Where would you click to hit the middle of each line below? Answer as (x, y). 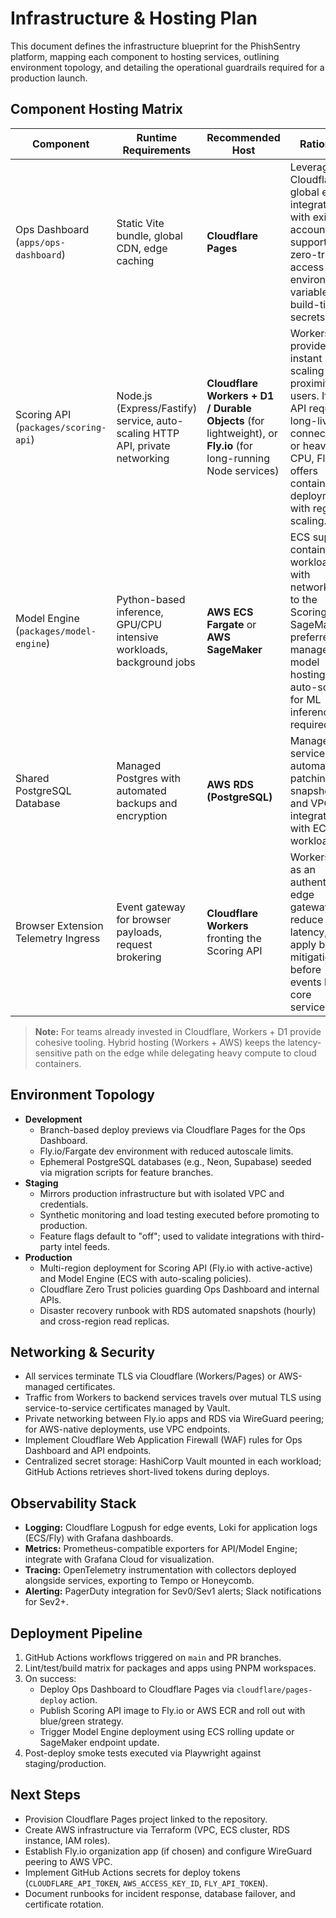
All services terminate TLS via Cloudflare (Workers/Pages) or (150, 1376)
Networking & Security (83, 1352)
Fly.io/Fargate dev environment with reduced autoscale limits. (166, 1151)
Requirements (157, 150)
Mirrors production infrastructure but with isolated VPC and (162, 1193)
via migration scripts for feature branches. (126, 1172)
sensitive (53, 1053)
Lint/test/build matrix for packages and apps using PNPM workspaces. (170, 1668)
